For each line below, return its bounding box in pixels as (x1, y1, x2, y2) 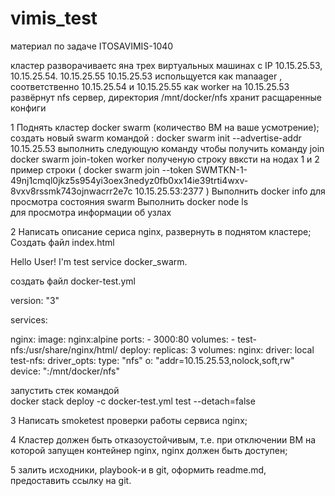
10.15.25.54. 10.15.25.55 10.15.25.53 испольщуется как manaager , (10, 70, 283, 82)
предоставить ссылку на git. (10, 474, 132, 486)
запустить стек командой (10, 384, 120, 396)
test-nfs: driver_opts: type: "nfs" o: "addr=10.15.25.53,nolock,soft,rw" (10, 354, 295, 366)
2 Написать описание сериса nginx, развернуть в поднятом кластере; (10, 225, 312, 237)
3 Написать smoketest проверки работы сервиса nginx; (10, 414, 248, 426)
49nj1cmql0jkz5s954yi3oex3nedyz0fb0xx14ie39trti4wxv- (10, 174, 249, 186)
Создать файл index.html (10, 236, 115, 248)
